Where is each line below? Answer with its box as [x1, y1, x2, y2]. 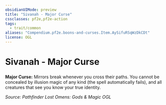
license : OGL [5, 35, 32, 40]
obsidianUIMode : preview [5, 7, 57, 12]
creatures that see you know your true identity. [5, 84, 101, 90]
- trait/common [9, 26, 41, 31]
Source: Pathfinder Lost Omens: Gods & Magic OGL [5, 94, 112, 100]
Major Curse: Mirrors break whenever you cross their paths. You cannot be [5, 74, 160, 80]
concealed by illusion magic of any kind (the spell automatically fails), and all [5, 79, 162, 85]
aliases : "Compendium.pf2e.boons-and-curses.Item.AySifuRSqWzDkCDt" [5, 30, 150, 35]
